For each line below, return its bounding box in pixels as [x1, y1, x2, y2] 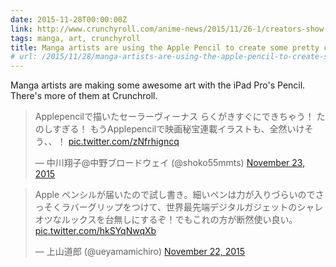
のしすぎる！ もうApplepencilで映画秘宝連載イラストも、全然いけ [34, 123, 305, 135]
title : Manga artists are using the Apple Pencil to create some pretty [10, 42, 320, 53]
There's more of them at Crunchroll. [10, 90, 158, 102]
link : [10, 24, 33, 34]
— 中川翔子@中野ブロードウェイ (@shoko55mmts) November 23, [34, 157, 306, 169]
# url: [10, 52, 38, 62]
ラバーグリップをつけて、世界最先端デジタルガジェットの [61, 201, 298, 213]
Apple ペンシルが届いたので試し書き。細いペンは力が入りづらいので [34, 189, 316, 201]
